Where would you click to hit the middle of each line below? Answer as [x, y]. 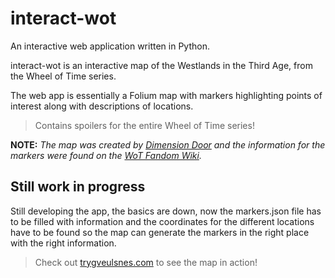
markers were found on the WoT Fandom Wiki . [106, 155]
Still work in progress [78, 187]
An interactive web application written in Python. [110, 46]
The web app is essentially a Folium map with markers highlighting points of [166, 95]
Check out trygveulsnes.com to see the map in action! [146, 262]
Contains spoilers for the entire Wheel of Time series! [144, 125]
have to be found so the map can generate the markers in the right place [160, 232]
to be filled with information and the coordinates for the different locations [162, 221]
